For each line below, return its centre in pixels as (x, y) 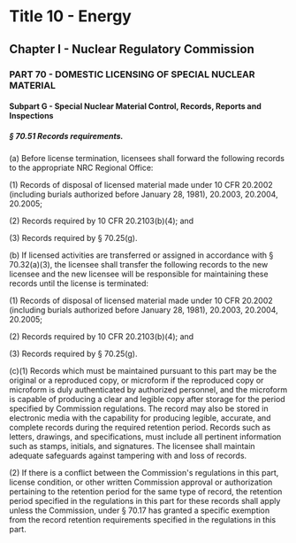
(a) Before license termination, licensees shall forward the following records (147, 159)
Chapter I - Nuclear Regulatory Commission (132, 49)
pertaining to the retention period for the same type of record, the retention (146, 492)
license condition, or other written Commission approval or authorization (141, 482)
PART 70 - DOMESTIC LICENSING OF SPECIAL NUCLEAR (132, 74)
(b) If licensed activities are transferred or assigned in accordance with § (141, 255)
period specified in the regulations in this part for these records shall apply (145, 501)
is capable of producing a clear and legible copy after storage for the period (147, 399)
